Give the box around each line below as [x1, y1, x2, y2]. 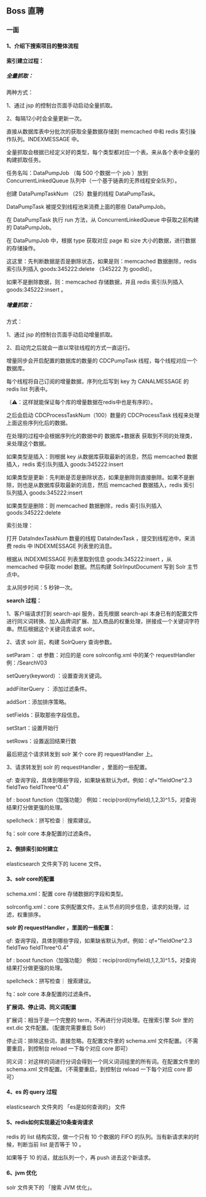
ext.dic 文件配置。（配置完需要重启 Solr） [6, 1024, 109, 1031]
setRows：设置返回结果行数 [6, 738, 77, 745]
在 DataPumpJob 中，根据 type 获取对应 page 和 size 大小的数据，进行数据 [6, 237, 196, 244]
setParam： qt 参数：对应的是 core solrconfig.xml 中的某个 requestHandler [6, 652, 196, 659]
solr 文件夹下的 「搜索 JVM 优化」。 [6, 1184, 96, 1191]
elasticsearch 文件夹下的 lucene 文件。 [6, 860, 105, 867]
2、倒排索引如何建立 [6, 845, 58, 852]
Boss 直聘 [6, 6, 44, 17]
